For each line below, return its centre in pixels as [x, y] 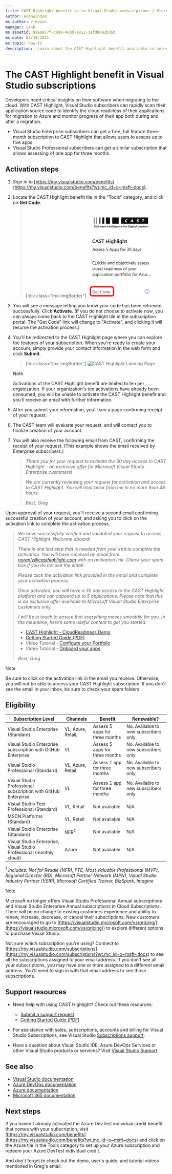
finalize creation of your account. [48, 430]
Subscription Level [34, 719]
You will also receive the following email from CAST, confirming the [83, 440]
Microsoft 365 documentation [44, 1095]
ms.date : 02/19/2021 [27, 38]
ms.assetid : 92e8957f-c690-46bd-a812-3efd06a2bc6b [60, 33]
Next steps [23, 1111]
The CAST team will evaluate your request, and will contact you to [82, 425]
